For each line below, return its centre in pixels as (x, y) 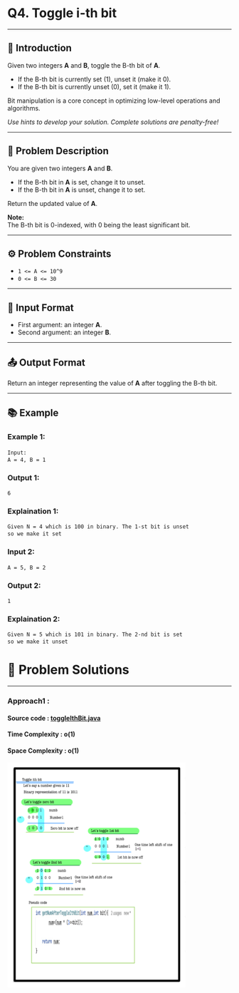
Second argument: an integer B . (64, 332)
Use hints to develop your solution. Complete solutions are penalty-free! (113, 122)
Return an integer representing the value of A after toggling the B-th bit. (112, 383)
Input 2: (21, 552)
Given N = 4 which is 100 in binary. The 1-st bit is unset (99, 527)
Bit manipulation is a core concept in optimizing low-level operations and (114, 101)
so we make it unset (38, 642)
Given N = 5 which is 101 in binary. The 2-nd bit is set (95, 635)
